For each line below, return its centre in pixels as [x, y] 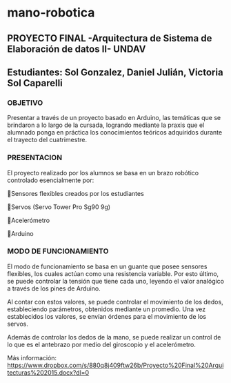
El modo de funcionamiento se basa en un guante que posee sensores [107, 266]
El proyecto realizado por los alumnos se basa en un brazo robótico [103, 173]
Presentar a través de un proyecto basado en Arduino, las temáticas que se [114, 118]
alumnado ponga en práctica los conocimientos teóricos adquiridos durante [115, 132]
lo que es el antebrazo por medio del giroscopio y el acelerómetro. [102, 344]
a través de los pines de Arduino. [54, 288]
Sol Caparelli [35, 83]
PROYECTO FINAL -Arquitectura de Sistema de [110, 38]
